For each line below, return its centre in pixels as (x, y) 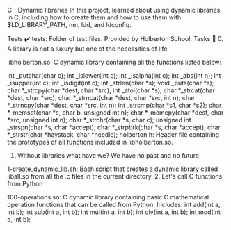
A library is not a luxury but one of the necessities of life (88, 49)
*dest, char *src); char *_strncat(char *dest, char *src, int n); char (101, 98)
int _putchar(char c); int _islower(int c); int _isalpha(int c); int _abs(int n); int (114, 75)
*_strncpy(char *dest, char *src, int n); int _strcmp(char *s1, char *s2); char (114, 105)
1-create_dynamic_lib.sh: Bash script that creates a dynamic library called (113, 169)
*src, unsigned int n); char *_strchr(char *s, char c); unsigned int (99, 120)
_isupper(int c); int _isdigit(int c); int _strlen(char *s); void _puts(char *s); (111, 83)
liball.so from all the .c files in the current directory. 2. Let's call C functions (115, 176)
